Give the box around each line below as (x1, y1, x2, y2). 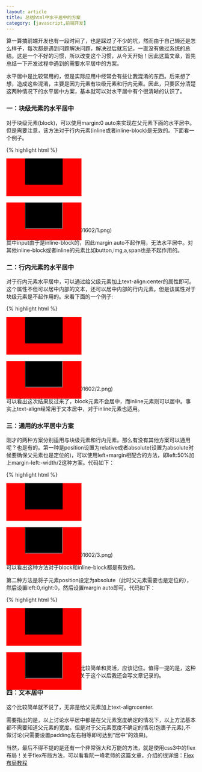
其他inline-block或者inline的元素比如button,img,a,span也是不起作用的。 (6, 246, 183, 254)
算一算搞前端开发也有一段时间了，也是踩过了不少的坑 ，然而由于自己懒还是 (6, 37, 191, 45)
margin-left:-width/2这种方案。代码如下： (11, 459, 115, 466)
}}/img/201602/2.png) (59, 385, 113, 392)
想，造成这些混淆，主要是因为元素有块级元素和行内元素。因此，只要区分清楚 (6, 80, 196, 87)
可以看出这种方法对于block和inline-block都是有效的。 (6, 564, 139, 571)
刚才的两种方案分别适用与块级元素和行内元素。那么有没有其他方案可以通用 (6, 436, 191, 444)
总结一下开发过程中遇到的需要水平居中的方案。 (6, 60, 122, 67)
